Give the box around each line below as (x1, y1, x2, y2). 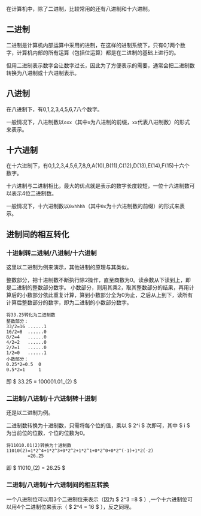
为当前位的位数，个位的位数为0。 (6, 430, 89, 437)
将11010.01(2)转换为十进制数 (6, 443, 72, 449)
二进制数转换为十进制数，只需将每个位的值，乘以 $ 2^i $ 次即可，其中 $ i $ (6, 422, 190, 429)
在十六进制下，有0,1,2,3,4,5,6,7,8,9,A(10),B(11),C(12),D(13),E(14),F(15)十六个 (6, 162, 190, 169)
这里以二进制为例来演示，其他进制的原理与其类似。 (6, 263, 132, 271)
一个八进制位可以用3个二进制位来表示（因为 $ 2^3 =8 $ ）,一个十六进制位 (6, 496, 188, 503)
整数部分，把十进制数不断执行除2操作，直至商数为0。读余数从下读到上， (6, 277, 186, 284)
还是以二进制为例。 (6, 409, 54, 416)
